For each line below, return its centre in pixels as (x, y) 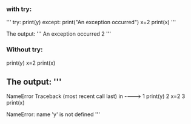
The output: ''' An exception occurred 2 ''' (59, 34)
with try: (19, 9)
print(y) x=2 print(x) (31, 63)
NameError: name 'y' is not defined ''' (53, 114)
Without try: (25, 50)
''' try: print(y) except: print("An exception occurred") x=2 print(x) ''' (91, 22)
